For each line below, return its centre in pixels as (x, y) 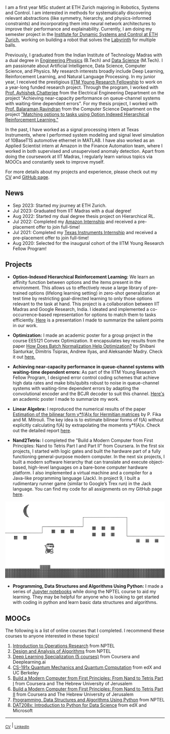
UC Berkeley (26, 673)
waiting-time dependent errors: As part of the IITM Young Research (84, 372)
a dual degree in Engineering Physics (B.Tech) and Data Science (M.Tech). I (84, 60)
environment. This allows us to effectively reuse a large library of (80, 288)
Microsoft (23, 711)
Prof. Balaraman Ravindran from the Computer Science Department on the (83, 109)
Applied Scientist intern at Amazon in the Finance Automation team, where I (84, 146)
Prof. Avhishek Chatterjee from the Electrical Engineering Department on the (85, 93)
